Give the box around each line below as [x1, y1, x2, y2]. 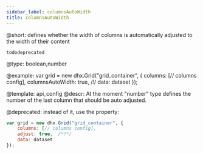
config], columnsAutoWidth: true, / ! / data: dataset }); [6, 78, 138, 85]
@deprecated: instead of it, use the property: [6, 108, 120, 115]
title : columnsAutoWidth [6, 15, 69, 21]
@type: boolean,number [6, 60, 67, 67]
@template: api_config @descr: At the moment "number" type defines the [6, 90, 191, 97]
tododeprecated [6, 49, 45, 55]
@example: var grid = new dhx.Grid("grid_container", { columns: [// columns [6, 72, 197, 79]
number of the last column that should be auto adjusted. [6, 96, 147, 104]
